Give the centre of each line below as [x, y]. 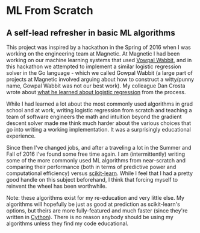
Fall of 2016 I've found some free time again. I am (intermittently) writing [96, 154]
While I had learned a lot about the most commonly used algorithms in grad [100, 104]
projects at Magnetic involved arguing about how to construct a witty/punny [100, 79]
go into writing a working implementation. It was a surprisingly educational [98, 129]
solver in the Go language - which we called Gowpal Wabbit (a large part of [99, 73]
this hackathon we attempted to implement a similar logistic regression [94, 66]
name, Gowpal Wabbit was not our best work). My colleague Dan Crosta [96, 86]
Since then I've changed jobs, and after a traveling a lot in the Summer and [99, 148]
